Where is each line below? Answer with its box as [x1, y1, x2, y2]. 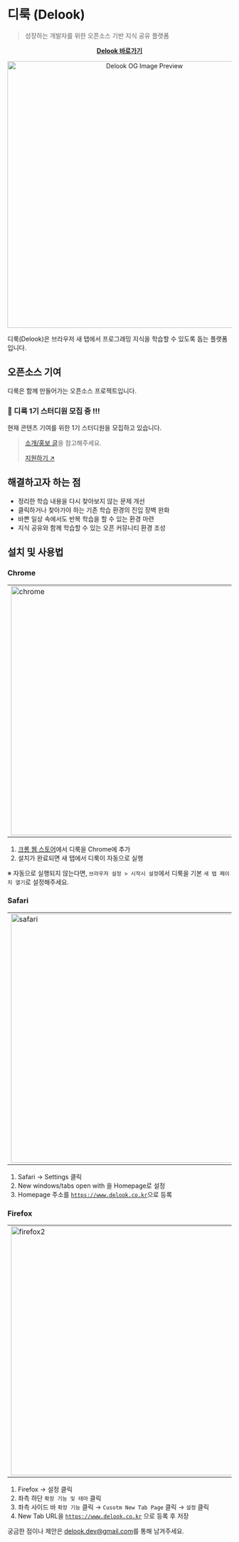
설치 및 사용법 [7, 546, 64, 558]
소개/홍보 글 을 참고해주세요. [24, 439, 102, 447]
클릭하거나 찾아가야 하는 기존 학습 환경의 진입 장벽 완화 [17, 506, 170, 514]
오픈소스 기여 [7, 366, 62, 378]
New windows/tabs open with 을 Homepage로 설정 [17, 1181, 166, 1190]
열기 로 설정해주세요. [15, 878, 70, 886]
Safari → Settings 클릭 [17, 1172, 83, 1181]
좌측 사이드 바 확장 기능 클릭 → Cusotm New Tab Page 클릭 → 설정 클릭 [17, 1503, 210, 1511]
